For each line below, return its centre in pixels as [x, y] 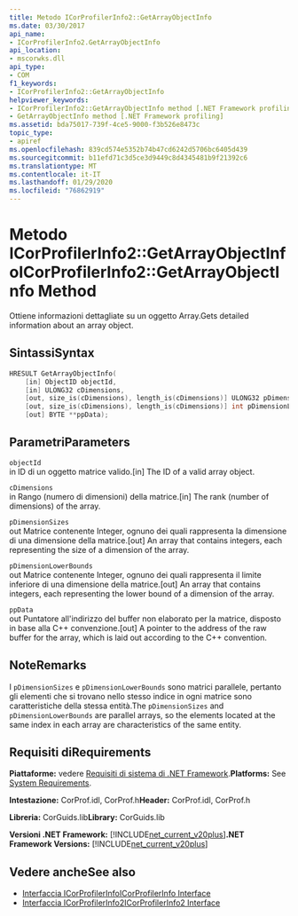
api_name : [27, 34]
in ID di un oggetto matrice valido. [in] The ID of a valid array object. [132, 471]
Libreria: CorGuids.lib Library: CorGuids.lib [87, 817]
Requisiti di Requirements [80, 752]
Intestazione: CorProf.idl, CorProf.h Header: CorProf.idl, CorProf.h [130, 801]
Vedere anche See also [72, 872]
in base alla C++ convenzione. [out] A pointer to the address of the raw [138, 628]
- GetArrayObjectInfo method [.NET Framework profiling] [117, 116]
